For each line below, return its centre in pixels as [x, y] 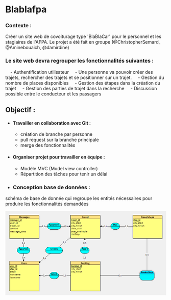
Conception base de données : [51, 187]
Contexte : [19, 26]
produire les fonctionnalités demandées [47, 204]
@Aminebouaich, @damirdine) [38, 48]
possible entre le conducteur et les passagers [53, 94]
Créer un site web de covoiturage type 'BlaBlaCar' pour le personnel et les [83, 36]
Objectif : [20, 110]
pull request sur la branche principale [59, 140]
